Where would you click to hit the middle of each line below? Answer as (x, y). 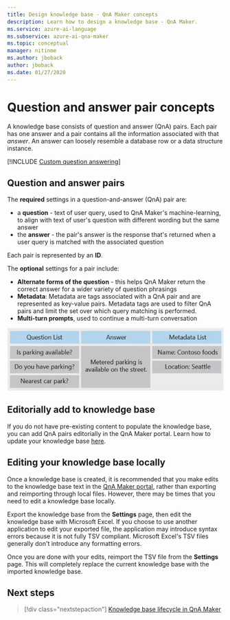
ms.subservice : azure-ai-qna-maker (58, 36)
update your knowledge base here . (57, 441)
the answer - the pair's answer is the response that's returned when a (116, 235)
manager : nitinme (32, 51)
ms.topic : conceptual (38, 44)
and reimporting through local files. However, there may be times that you (111, 494)
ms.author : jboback (35, 58)
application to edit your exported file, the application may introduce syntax (112, 529)
